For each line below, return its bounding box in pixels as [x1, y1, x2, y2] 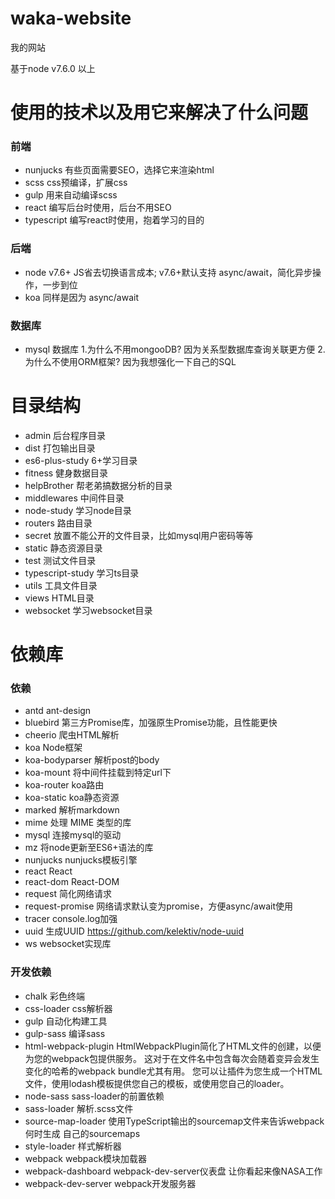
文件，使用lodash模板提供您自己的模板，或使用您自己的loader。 [24, 1077, 290, 1089]
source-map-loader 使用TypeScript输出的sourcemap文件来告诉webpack [24, 1115, 325, 1127]
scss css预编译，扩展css [24, 177, 128, 189]
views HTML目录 [24, 592, 95, 604]
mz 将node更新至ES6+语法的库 [24, 842, 154, 854]
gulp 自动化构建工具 [24, 1015, 108, 1027]
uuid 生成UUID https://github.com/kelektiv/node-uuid [24, 925, 245, 937]
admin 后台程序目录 [24, 429, 107, 441]
